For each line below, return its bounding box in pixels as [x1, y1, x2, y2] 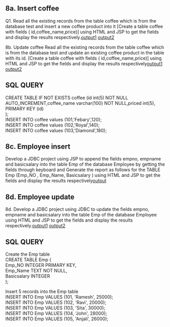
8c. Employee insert [5, 142, 71, 151]
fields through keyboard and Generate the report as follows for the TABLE [5, 167, 160, 173]
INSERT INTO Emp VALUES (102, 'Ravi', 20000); [5, 299, 107, 305]
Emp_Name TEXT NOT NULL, [5, 267, 68, 274]
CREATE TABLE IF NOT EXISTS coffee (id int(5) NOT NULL [5, 95, 129, 101]
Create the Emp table [5, 251, 50, 258]
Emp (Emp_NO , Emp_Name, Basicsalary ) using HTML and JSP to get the [5, 172, 161, 178]
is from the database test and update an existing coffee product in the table [5, 49, 165, 56]
